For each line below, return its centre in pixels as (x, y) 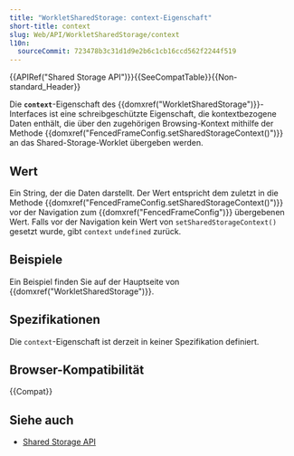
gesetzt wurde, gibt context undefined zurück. (95, 231)
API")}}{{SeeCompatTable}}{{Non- (173, 77)
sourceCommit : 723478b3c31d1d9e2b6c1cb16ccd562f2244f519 (127, 52)
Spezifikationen (55, 320)
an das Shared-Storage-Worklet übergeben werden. (106, 143)
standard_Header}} (45, 87)
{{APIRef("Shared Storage (58, 77)
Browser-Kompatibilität (77, 370)
